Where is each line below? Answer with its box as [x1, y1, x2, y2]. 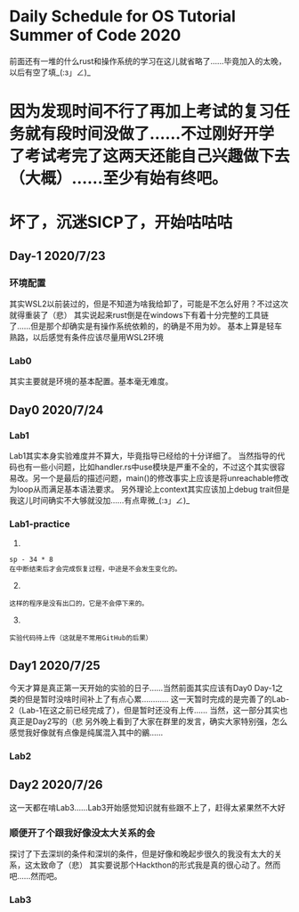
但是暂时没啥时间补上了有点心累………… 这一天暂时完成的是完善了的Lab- [24, 694, 290, 704]
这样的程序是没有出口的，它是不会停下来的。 [9, 599, 149, 608]
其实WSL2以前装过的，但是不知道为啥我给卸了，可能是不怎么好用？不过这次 [9, 298, 289, 309]
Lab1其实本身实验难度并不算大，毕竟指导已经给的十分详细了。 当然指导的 [9, 450, 278, 460]
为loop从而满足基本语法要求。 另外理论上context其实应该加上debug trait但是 [9, 484, 290, 494]
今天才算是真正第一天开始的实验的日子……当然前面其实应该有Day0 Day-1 [9, 683, 276, 694]
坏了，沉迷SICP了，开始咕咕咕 [9, 212, 233, 232]
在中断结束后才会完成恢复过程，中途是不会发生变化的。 [9, 565, 182, 574]
